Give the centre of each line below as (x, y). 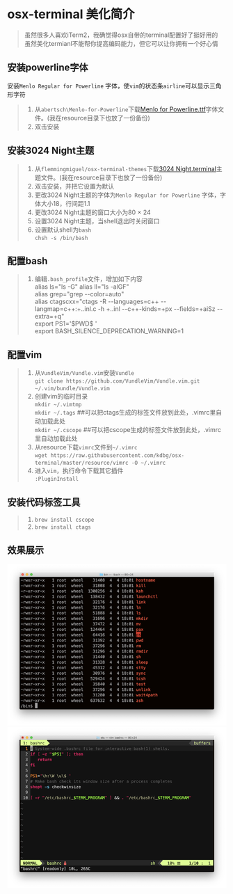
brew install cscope (64, 520)
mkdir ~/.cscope (58, 431)
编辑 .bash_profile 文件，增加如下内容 (88, 279)
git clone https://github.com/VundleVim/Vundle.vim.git (117, 381)
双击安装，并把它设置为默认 (74, 186)
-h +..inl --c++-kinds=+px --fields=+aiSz (156, 309)
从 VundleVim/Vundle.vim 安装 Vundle (84, 373)
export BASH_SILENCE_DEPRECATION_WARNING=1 (109, 331)
